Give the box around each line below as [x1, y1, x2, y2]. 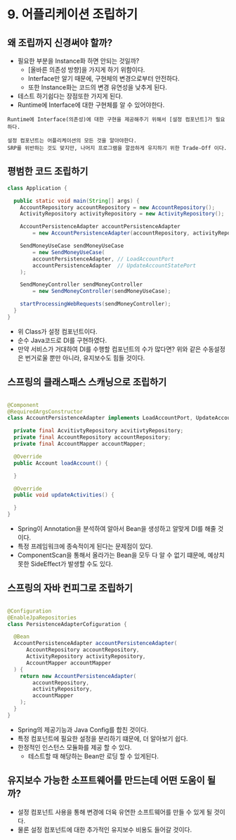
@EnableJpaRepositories [7, 614, 77, 621]
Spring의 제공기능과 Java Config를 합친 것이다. [17, 725, 149, 734]
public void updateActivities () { [13, 491, 114, 499]
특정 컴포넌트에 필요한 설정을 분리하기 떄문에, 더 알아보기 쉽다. [17, 734, 188, 743]
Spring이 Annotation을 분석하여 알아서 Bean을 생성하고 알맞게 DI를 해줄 [17, 525, 216, 532]
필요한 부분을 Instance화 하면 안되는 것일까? [17, 57, 140, 65]
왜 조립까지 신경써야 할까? [7, 37, 113, 49]
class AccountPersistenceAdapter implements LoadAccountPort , [7, 415, 193, 422]
